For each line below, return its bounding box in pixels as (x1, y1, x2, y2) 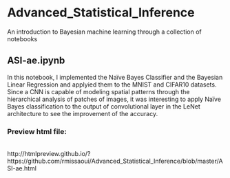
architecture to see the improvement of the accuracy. (7, 109, 158, 118)
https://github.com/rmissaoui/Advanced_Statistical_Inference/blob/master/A (7, 157, 223, 166)
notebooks (7, 34, 38, 43)
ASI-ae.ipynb (7, 55, 65, 67)
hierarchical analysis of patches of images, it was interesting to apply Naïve (7, 95, 222, 103)
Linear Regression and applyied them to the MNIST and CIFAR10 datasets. (7, 80, 217, 89)
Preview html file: (7, 126, 67, 136)
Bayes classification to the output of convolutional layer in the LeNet (7, 102, 201, 111)
